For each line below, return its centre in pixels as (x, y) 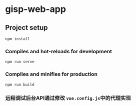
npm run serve (20, 62)
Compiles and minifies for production (51, 74)
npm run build (20, 85)
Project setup (27, 28)
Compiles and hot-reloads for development (59, 51)
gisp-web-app (36, 9)
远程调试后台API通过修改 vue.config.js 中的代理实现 (68, 98)
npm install (17, 39)
